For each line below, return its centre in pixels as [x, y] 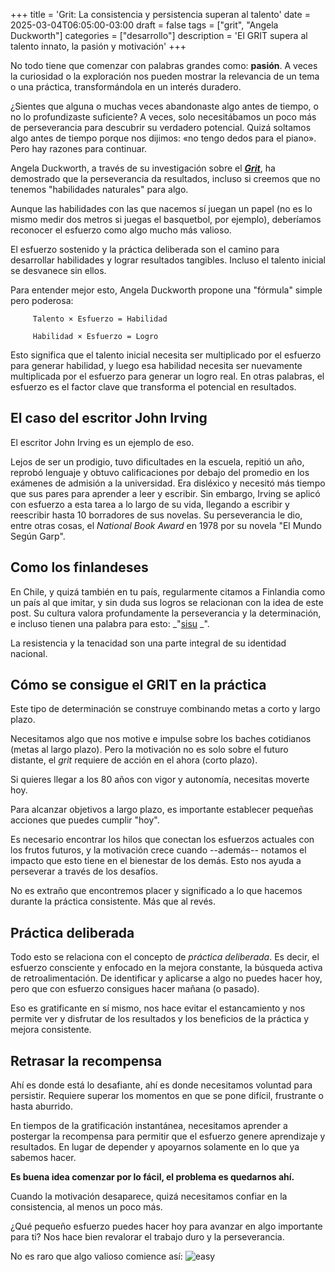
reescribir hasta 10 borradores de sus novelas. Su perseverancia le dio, [156, 515]
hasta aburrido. [41, 1106]
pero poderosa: [42, 300]
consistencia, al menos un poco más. [86, 1207]
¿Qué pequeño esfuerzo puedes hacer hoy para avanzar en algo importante [166, 1226]
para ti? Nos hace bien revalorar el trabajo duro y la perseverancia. [147, 1237]
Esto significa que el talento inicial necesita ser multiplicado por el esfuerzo [166, 355]
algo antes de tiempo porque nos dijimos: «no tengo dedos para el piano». [163, 138]
